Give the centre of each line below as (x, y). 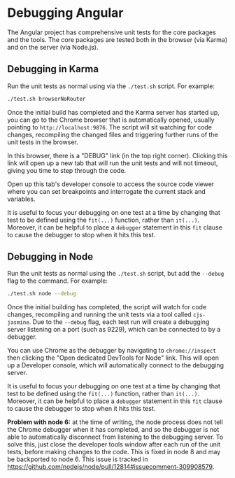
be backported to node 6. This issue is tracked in (78, 459)
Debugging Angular (65, 13)
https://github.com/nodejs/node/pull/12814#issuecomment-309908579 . (111, 467)
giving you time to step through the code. (67, 170)
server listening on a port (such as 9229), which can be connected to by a (114, 330)
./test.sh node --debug (42, 294)
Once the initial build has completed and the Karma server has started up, (114, 112)
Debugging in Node (50, 257)
